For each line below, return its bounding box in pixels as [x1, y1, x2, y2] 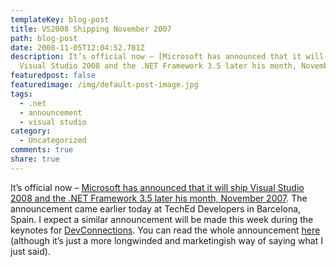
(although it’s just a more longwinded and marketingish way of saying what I [10, 234, 323, 246]
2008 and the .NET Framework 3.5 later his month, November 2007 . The [10, 192, 308, 204]
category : [10, 126, 52, 136]
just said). [10, 245, 51, 257]
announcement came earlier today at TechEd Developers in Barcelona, [10, 202, 302, 215]
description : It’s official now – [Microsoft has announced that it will [10, 52, 325, 62]
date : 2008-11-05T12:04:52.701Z [10, 42, 145, 53]
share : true [10, 154, 60, 164]
